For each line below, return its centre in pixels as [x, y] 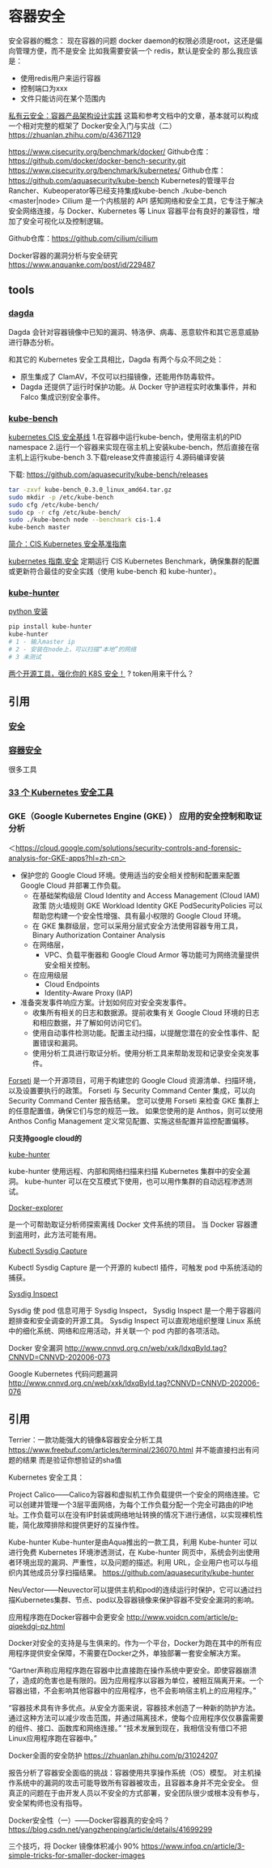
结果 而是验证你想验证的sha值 [72, 1460]
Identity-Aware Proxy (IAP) [89, 992]
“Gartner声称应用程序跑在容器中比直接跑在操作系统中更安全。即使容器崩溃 [133, 1670]
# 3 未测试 [25, 657]
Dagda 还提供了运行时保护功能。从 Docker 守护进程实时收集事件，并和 [138, 387]
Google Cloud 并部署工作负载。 [72, 885]
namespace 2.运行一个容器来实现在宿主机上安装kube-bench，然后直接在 [130, 447]
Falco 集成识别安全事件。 [62, 396]
